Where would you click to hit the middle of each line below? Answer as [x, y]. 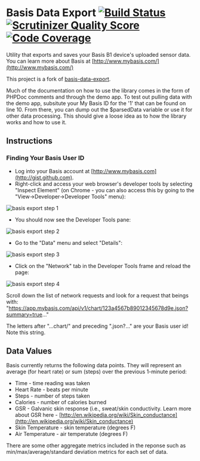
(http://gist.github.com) [44, 177]
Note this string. [26, 332]
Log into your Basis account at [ [54, 171]
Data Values [29, 351]
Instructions [29, 141]
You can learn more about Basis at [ [50, 61]
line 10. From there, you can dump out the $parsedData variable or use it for [99, 109]
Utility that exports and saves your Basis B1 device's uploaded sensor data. [99, 54]
